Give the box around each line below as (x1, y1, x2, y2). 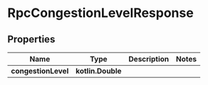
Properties (7, 33, 56, 45)
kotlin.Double (76, 66, 123, 76)
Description (128, 55, 170, 64)
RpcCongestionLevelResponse (7, 5, 194, 21)
